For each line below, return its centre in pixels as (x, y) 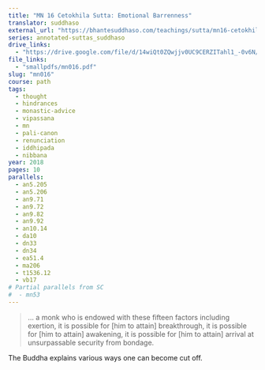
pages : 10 (24, 170)
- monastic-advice (46, 111)
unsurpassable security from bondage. (91, 342)
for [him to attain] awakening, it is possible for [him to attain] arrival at (140, 334)
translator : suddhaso (44, 23)
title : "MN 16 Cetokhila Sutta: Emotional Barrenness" (100, 15)
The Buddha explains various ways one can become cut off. (105, 357)
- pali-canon (37, 133)
